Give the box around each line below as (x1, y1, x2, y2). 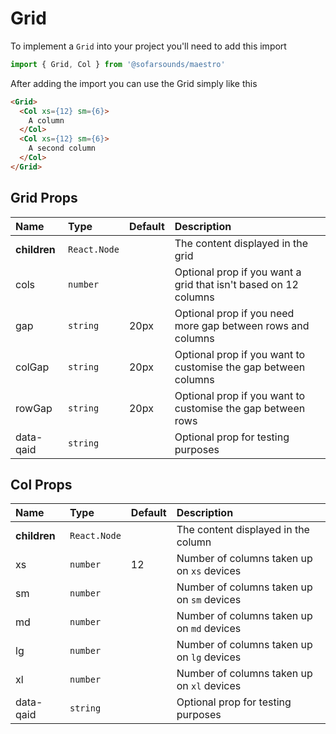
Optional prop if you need (174, 306, 295, 320)
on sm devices (176, 593, 242, 607)
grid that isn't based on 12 (174, 277, 299, 291)
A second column (28, 143, 97, 154)
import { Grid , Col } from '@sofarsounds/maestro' (10, 59, 226, 69)
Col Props (10, 477, 73, 494)
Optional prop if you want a (174, 265, 302, 279)
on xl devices (176, 679, 242, 693)
